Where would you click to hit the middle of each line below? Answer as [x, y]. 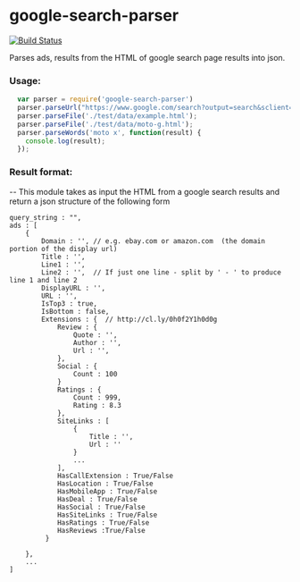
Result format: [41, 173]
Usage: [25, 80]
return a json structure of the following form [90, 201]
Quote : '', [95, 335]
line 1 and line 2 [43, 280]
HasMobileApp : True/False [107, 491]
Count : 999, [97, 397]
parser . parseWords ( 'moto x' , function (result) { [109, 132]
